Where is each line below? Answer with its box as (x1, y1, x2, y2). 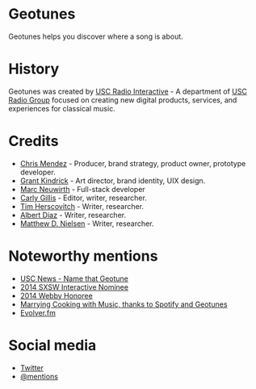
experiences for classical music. (8, 103, 115, 113)
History (8, 60, 60, 78)
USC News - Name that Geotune (19, 274, 129, 283)
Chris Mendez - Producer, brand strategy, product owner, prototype (19, 158, 246, 168)
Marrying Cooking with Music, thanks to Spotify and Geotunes (19, 299, 228, 309)
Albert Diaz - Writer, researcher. (19, 210, 127, 220)
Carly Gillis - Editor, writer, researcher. (19, 193, 147, 203)
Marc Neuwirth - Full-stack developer (19, 184, 145, 194)
